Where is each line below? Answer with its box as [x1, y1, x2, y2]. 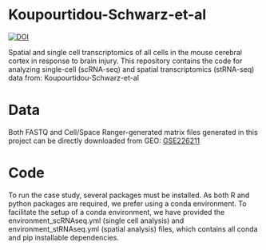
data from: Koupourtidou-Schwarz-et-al [8, 73, 140, 82]
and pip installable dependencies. [8, 232, 120, 242]
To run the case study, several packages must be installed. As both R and [8, 190, 250, 200]
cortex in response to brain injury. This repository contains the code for [8, 56, 243, 65]
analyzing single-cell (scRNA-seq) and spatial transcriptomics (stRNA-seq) [8, 64, 255, 73]
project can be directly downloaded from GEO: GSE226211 [8, 136, 200, 145]
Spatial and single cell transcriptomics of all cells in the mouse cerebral [8, 47, 242, 57]
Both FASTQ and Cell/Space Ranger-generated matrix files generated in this [8, 127, 258, 137]
